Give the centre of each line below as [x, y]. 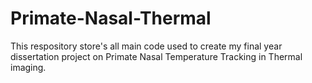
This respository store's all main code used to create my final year [146, 46]
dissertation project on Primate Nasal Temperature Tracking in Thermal [156, 56]
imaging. [28, 67]
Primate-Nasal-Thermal [111, 18]
